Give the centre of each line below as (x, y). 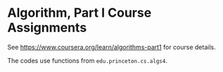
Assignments (47, 28)
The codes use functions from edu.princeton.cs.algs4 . (87, 60)
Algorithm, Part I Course (79, 13)
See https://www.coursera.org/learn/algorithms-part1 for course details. (111, 47)
